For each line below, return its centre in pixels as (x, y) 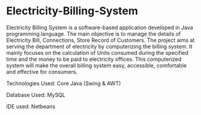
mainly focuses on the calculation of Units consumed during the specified (97, 52)
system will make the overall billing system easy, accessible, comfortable (97, 65)
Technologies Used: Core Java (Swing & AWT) (64, 83)
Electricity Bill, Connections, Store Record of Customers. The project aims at (100, 40)
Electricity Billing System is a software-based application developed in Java (100, 27)
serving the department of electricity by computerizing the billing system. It (100, 46)
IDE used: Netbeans (31, 106)
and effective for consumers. (42, 72)
